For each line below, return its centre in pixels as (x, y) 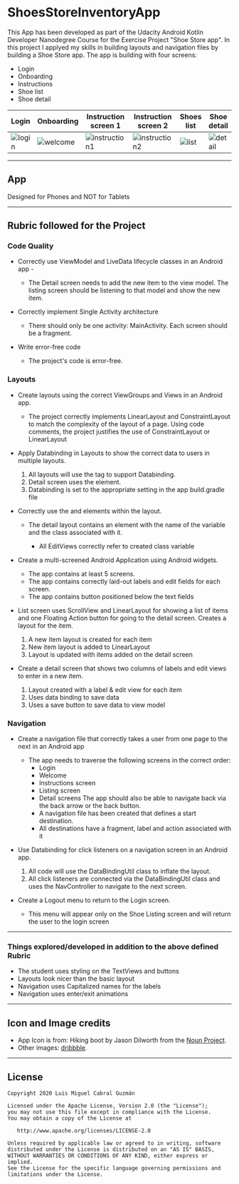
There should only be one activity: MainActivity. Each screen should (128, 326)
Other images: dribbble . (52, 1048)
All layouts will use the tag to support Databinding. (102, 474)
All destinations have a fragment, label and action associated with (135, 829)
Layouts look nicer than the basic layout (76, 979)
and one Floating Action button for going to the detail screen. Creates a (122, 618)
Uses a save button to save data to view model (97, 705)
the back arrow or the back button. (90, 806)
